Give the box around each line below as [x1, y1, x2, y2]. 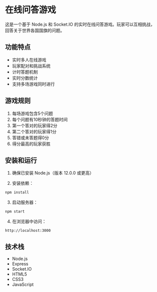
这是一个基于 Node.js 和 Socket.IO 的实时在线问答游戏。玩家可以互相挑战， [5, 21, 155, 27]
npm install [5, 190, 29, 195]
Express [12, 260, 29, 267]
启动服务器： [12, 199, 38, 205]
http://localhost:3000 [5, 228, 51, 233]
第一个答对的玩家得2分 [12, 122, 58, 129]
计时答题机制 [12, 69, 38, 75]
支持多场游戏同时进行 [12, 81, 55, 87]
